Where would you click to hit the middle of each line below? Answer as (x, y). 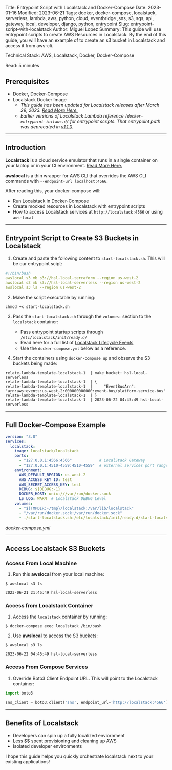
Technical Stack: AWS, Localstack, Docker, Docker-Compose (70, 55)
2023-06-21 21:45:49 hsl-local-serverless (51, 593)
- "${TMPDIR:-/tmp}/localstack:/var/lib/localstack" (76, 508)
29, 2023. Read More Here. (49, 110)
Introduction (26, 148)
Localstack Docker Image (39, 99)
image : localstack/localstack (47, 451)
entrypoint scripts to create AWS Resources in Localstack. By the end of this (86, 35)
